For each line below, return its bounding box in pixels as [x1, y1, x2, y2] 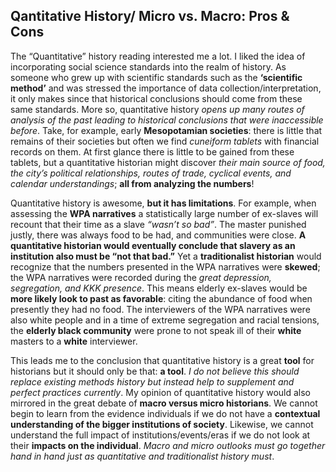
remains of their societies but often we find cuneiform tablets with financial [10, 135, 320, 147]
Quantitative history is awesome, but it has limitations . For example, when [10, 197, 317, 209]
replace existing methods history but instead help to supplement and [10, 375, 295, 388]
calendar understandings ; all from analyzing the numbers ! [10, 177, 255, 189]
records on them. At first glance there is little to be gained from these [10, 145, 295, 158]
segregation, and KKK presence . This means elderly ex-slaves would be [10, 282, 308, 294]
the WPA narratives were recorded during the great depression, [10, 271, 272, 283]
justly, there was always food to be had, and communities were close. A [10, 229, 307, 241]
